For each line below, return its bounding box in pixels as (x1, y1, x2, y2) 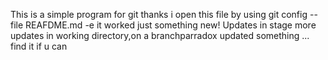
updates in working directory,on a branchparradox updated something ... (10, 30, 310, 41)
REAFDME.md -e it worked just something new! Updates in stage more (25, 19, 317, 31)
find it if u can (10, 40, 68, 52)
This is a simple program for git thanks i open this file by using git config (10, 9, 308, 20)
